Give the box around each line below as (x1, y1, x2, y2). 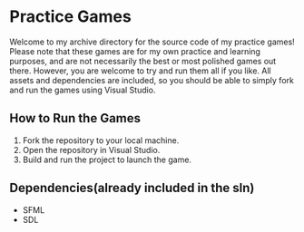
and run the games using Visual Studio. (9, 84, 156, 95)
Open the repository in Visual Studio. (22, 144, 161, 155)
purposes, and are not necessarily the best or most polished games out (9, 55, 277, 66)
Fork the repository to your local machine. (22, 134, 180, 146)
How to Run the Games (9, 111, 142, 126)
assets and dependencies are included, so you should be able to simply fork (9, 74, 295, 85)
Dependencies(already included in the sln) (9, 180, 255, 196)
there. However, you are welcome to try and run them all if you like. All (9, 65, 271, 76)
